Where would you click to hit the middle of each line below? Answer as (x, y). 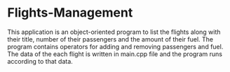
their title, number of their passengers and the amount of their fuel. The (110, 39)
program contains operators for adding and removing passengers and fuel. (115, 46)
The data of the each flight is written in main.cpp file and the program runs (115, 54)
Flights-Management (70, 13)
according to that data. (40, 61)
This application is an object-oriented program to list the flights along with (114, 32)
